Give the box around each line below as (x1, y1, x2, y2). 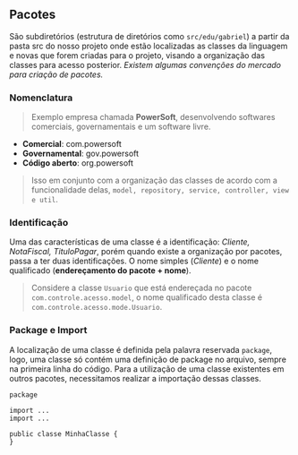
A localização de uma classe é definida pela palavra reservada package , (9, 344, 273, 355)
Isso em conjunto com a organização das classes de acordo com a (30, 175, 277, 186)
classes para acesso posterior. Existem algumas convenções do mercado (9, 59, 282, 70)
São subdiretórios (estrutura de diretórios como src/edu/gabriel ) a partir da (9, 30, 290, 41)
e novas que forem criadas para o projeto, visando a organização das (9, 49, 266, 61)
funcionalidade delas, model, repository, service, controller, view (30, 185, 289, 195)
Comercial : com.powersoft (21, 139, 123, 150)
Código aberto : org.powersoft (21, 158, 134, 168)
